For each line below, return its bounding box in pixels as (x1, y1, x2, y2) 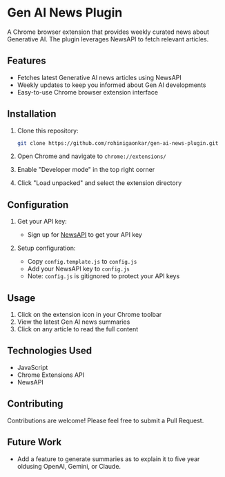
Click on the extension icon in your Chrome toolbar (17, 311, 162, 319)
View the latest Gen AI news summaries (17, 318, 130, 326)
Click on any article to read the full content (17, 325, 139, 333)
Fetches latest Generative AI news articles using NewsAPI (17, 73, 182, 81)
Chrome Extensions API (17, 371, 85, 379)
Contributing (7, 398, 63, 410)
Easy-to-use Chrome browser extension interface (17, 88, 159, 96)
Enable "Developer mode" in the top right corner (17, 166, 155, 174)
